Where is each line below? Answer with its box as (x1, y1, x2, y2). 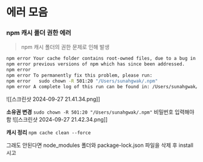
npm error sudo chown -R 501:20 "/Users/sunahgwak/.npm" (6, 78, 158, 84)
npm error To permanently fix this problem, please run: (6, 73, 153, 79)
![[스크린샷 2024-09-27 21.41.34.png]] (6, 95, 101, 103)
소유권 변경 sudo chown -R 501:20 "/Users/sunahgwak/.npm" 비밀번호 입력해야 (6, 108, 195, 115)
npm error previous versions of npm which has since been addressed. (6, 61, 185, 67)
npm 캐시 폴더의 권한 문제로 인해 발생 (21, 44, 110, 51)
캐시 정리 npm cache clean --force (6, 128, 91, 136)
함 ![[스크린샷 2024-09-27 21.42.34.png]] (6, 115, 108, 123)
